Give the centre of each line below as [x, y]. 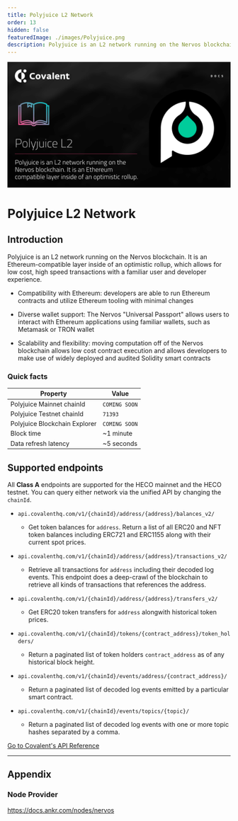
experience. [25, 279]
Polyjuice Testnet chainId [47, 413]
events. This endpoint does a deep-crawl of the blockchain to [118, 577]
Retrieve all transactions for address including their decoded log [121, 569]
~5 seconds [120, 443]
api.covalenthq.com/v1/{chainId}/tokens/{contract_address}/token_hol [124, 633]
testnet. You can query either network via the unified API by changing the [114, 492]
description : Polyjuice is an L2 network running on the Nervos [104, 45]
